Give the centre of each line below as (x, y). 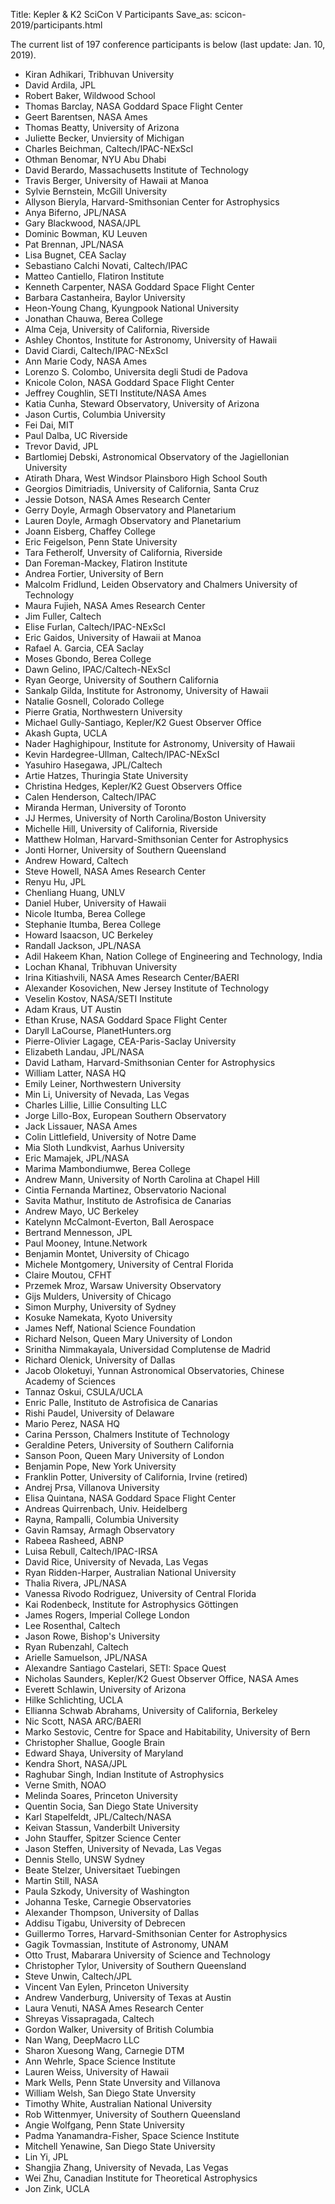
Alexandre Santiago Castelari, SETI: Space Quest (125, 1668)
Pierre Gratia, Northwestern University (103, 712)
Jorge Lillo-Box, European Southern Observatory (125, 1115)
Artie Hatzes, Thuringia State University (106, 775)
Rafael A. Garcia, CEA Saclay (84, 648)
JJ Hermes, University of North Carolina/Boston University (145, 818)
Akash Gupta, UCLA (66, 733)
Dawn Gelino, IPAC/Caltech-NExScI (97, 669)
